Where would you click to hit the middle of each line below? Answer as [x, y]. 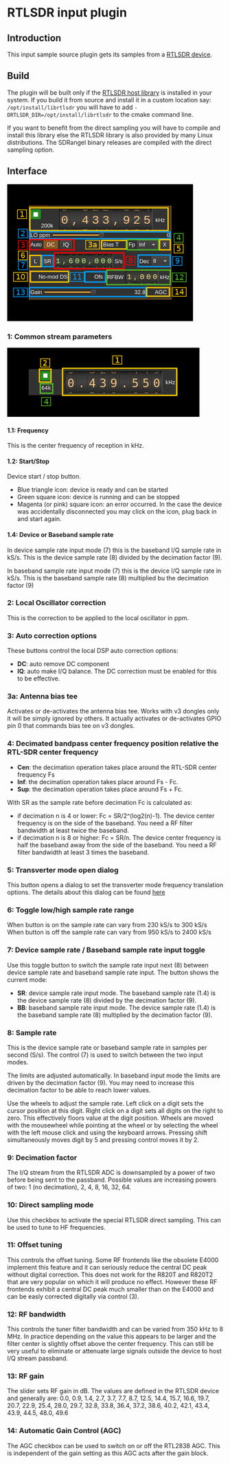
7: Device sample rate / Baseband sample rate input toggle [106, 950]
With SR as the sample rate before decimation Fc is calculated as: [100, 802]
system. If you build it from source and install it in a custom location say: [109, 100]
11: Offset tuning [35, 1245]
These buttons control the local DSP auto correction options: [93, 651]
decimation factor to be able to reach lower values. [79, 1090]
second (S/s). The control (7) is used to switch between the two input [105, 1055]
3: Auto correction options [52, 635]
